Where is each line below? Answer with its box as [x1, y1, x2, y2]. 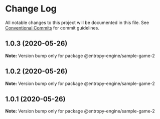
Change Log [5, 3, 57, 14]
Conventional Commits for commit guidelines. [5, 24, 99, 30]
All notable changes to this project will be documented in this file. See [5, 19, 149, 25]
